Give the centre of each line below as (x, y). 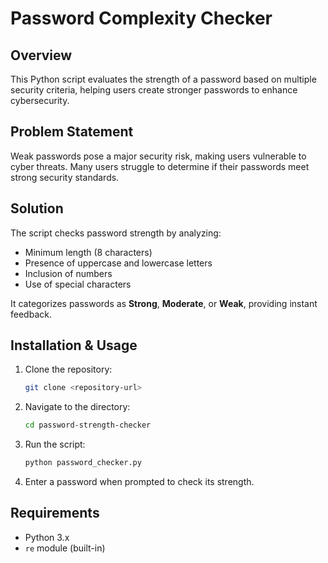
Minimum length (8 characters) (88, 252)
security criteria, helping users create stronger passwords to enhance (154, 90)
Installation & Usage (74, 345)
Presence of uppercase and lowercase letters (118, 263)
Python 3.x (47, 537)
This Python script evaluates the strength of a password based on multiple (163, 79)
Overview (41, 55)
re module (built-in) (65, 548)
